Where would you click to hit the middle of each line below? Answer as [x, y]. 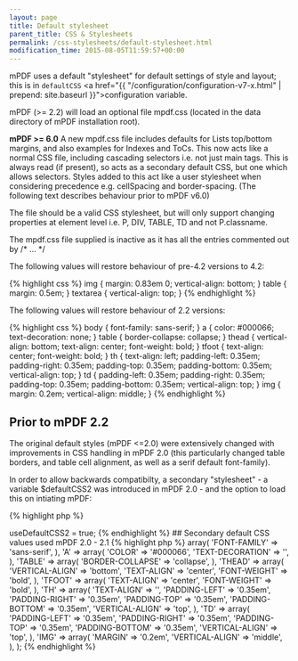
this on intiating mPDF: [51, 498]
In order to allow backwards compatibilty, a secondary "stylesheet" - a [139, 479]
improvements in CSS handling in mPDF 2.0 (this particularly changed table [147, 453]
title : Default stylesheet [59, 26]
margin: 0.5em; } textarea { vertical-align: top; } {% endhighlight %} [133, 293]
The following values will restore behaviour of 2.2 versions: [117, 310]
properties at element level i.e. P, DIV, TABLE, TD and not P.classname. [139, 223]
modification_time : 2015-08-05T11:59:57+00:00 [97, 51]
